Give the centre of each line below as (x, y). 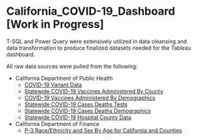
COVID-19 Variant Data (53, 85)
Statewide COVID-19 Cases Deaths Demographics (87, 111)
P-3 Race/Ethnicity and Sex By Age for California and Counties (103, 130)
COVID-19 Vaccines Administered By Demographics (90, 98)
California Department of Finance (57, 123)
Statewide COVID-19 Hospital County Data (78, 117)
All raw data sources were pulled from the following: (72, 66)
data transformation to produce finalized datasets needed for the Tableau (99, 48)
